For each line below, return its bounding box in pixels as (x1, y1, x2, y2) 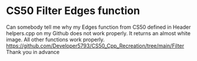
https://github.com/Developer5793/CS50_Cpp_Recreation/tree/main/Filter (6, 42, 185, 49)
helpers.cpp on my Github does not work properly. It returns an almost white (6, 29, 191, 36)
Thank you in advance (6, 48, 60, 55)
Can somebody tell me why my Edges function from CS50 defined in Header (6, 23, 191, 30)
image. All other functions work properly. (6, 36, 105, 43)
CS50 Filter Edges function (6, 4, 140, 18)
